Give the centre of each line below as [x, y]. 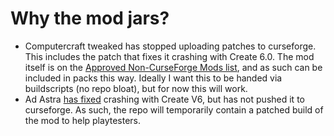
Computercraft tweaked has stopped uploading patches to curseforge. [170, 46]
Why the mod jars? [90, 18]
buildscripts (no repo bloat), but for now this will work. [136, 88]
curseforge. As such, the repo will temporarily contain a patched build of [174, 109]
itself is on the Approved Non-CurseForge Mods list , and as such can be [173, 67]
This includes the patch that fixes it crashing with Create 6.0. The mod [169, 56]
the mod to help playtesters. [83, 120]
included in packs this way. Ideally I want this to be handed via [153, 78]
